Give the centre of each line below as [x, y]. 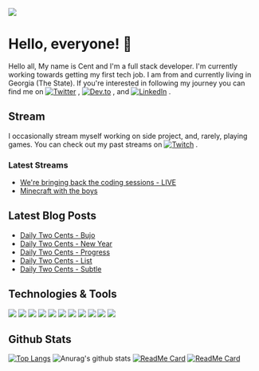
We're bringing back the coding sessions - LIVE [98, 183]
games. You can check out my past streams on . [103, 144]
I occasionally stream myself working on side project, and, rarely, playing [128, 136]
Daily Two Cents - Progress [65, 252]
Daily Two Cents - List [56, 260]
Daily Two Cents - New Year [66, 243]
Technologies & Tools [63, 294]
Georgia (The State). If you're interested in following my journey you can [127, 83]
